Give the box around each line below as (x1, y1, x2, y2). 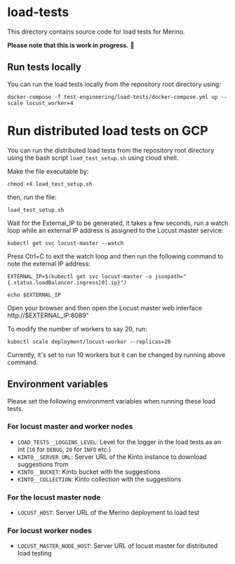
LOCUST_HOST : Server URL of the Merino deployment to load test (17, 509, 200, 517)
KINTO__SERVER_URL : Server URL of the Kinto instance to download (17, 453, 207, 461)
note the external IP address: (7, 259, 91, 268)
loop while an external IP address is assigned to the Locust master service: (7, 226, 224, 235)
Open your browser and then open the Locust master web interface (7, 303, 202, 312)
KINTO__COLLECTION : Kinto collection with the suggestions (17, 474, 182, 483)
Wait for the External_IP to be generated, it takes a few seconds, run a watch (7, 219, 229, 227)
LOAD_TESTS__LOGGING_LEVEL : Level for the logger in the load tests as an (17, 437, 222, 446)
